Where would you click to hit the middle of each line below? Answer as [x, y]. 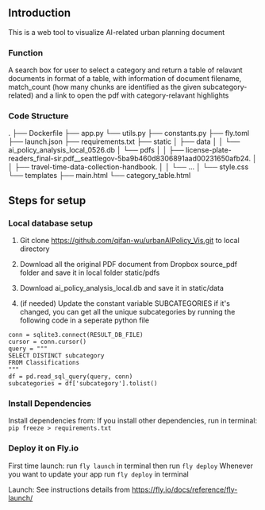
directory [35, 249]
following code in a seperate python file [84, 320]
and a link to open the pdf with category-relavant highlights [132, 95]
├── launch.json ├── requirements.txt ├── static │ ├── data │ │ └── [124, 141]
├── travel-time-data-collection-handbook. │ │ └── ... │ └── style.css [132, 167]
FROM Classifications [44, 363]
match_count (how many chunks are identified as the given [105, 87]
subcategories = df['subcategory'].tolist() [83, 384]
